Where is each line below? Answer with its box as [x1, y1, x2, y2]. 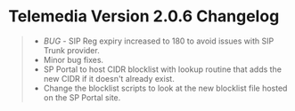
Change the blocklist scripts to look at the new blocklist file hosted [43, 83, 288, 93]
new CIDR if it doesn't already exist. [43, 73, 175, 83]
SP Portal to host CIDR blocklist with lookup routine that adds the [43, 64, 283, 75]
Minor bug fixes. [43, 54, 104, 65]
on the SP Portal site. [43, 91, 121, 103]
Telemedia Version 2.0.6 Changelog [8, 6, 280, 27]
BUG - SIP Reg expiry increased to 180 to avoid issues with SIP [43, 36, 275, 46]
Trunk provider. [43, 44, 100, 55]
